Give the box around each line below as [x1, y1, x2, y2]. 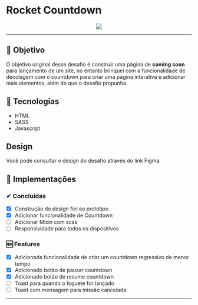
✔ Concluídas [6, 192, 46, 200]
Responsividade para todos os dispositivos [14, 225, 119, 232]
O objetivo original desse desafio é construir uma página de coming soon [6, 61, 185, 68]
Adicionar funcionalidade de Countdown [14, 212, 113, 219]
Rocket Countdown [6, 4, 102, 17]
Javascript [14, 125, 41, 132]
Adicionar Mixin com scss [14, 219, 78, 226]
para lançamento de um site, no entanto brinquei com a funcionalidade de [6, 67, 186, 74]
